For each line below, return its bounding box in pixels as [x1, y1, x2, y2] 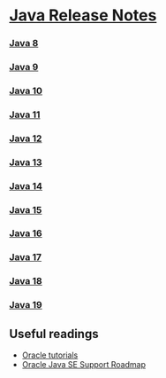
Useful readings [9, 326, 99, 342]
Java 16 [9, 227, 42, 240]
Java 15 [9, 203, 42, 216]
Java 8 [9, 37, 39, 50]
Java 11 [9, 108, 41, 121]
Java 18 [9, 275, 42, 287]
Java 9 [9, 61, 39, 74]
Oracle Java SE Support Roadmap [21, 359, 146, 370]
